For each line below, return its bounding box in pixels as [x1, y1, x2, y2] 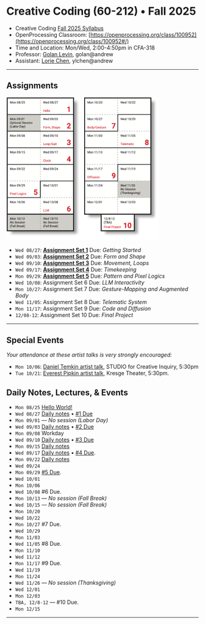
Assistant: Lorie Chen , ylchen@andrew [15, 57, 113, 64]
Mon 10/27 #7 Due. [15, 520, 62, 527]
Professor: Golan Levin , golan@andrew [15, 50, 114, 58]
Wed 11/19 [15, 567, 41, 573]
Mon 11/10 [15, 548, 41, 554]
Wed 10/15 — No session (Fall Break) [15, 500, 107, 508]
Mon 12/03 [15, 593, 41, 599]
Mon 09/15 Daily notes [15, 442, 70, 450]
